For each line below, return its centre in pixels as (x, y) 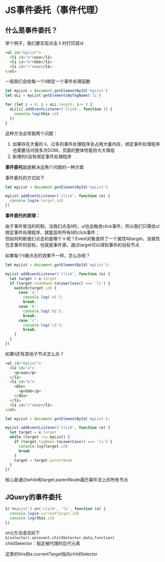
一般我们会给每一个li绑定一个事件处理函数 (48, 81)
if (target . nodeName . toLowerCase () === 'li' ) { (60, 283)
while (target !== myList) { (40, 437)
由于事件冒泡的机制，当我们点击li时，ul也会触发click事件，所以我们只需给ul (82, 226)
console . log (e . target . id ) (37, 201)
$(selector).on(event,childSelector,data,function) (60, 538)
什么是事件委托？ (31, 30)
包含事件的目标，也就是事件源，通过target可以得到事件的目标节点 (72, 245)
